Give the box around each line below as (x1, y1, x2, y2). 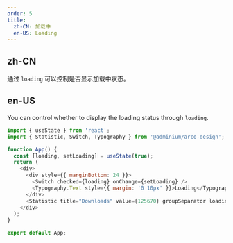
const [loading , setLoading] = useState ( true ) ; (13, 152, 154, 160)
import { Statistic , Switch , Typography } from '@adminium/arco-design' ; (7, 133, 225, 140)
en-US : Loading (13, 29, 58, 37)
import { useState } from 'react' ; (7, 126, 110, 134)
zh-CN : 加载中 (13, 23, 51, 30)
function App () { (7, 146, 58, 153)
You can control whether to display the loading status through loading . (7, 113, 209, 121)
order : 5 (7, 10, 33, 17)
